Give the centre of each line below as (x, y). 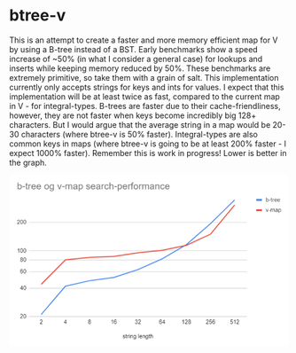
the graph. (28, 162)
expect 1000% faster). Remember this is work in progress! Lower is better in (148, 153)
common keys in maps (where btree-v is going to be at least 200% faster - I (148, 144)
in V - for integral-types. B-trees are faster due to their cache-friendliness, (145, 106)
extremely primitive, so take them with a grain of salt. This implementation (144, 77)
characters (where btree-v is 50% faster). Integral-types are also (140, 134)
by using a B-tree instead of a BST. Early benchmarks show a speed (134, 49)
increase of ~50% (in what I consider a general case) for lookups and (136, 59)
